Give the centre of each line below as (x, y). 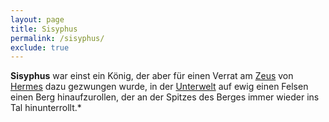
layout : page (37, 19)
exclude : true (40, 47)
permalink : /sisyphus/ (57, 38)
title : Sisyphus (44, 29)
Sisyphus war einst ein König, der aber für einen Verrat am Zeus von (152, 76)
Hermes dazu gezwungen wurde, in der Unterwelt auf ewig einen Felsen (159, 87)
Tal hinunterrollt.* (46, 108)
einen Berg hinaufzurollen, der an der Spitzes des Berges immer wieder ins (165, 97)
